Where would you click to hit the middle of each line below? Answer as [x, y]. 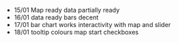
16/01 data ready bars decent [56, 17]
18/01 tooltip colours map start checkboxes [76, 32]
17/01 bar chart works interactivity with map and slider [92, 25]
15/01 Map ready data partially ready [67, 10]
